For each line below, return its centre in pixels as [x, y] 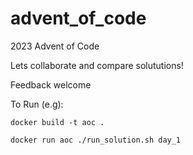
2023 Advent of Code [55, 46]
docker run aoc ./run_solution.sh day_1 [96, 140]
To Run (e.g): [37, 104]
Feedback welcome [51, 84]
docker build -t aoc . [57, 122]
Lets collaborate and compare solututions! [97, 65]
